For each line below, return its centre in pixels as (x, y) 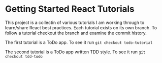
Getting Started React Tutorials (70, 9)
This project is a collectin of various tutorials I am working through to (75, 22)
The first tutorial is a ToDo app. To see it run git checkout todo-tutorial (79, 42)
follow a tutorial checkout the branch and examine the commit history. (76, 33)
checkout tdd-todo (24, 56)
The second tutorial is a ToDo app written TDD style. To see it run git (75, 52)
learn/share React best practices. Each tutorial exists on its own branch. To (81, 27)
